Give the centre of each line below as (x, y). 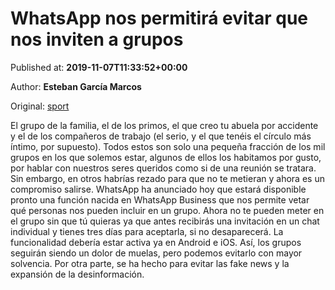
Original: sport (40, 106)
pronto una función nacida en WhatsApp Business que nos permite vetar (160, 199)
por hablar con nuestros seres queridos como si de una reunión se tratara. (163, 168)
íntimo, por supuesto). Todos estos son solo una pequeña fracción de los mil (168, 146)
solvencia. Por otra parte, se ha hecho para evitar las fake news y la (150, 263)
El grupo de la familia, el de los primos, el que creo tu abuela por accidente (164, 125)
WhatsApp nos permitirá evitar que (159, 18)
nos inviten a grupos (97, 39)
